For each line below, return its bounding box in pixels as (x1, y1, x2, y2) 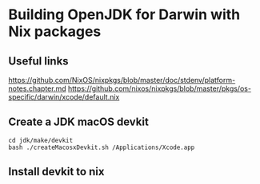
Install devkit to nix (8, 165, 105, 178)
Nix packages (8, 22, 102, 41)
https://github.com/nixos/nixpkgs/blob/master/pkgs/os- (67, 84, 252, 93)
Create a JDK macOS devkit (8, 115, 150, 129)
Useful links (8, 54, 70, 68)
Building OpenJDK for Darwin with (8, 6, 241, 24)
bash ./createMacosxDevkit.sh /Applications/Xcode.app (8, 143, 195, 151)
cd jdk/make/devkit (8, 136, 74, 144)
